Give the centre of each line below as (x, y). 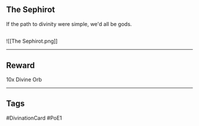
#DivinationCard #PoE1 (34, 118)
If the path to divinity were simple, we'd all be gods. (69, 24)
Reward (21, 65)
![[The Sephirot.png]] (32, 41)
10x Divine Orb (24, 80)
